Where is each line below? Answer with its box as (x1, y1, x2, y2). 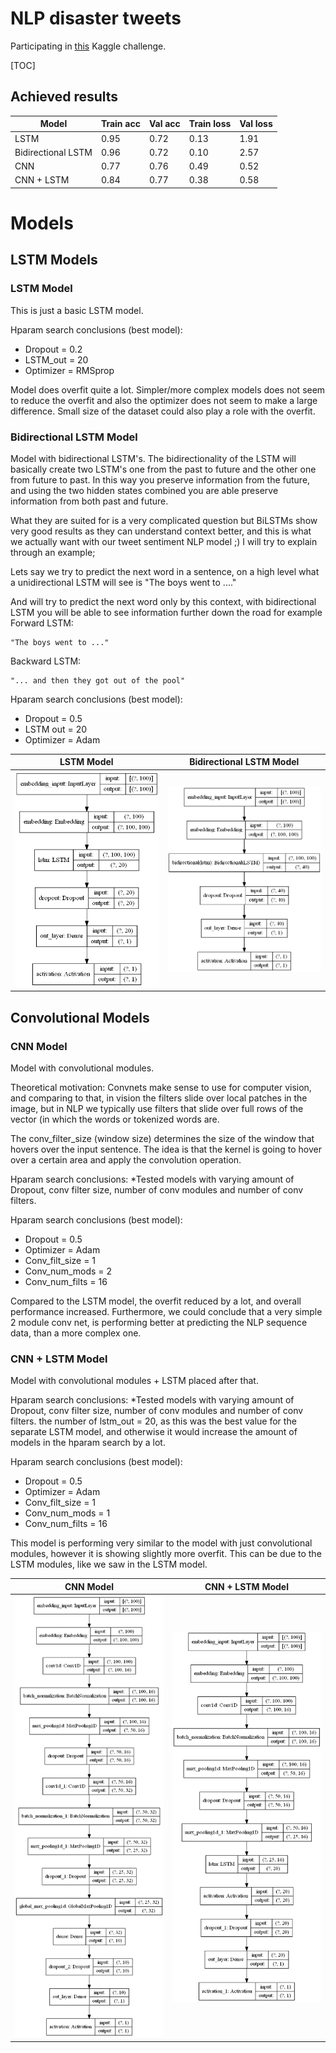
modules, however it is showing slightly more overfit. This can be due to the (10, 1548, 322, 1560)
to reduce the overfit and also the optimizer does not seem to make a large (10, 394, 318, 406)
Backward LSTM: (10, 655, 82, 667)
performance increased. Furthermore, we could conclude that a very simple (10, 1305, 323, 1317)
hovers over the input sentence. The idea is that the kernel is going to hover (10, 1143, 322, 1155)
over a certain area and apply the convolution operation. (10, 1153, 242, 1166)
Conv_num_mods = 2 (24, 1265, 113, 1277)
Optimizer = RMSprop (24, 364, 115, 376)
